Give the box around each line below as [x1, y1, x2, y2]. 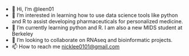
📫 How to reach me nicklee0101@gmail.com [11, 43, 120, 50]
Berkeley [11, 30, 33, 37]
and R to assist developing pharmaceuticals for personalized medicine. [11, 18, 183, 24]
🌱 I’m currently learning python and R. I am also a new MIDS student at [11, 24, 183, 31]
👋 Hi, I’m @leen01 [11, 6, 55, 12]
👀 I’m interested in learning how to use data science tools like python [11, 12, 178, 19]
